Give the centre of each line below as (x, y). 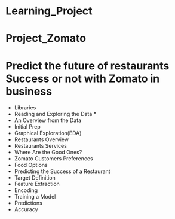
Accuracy (26, 209)
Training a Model (35, 197)
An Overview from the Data (48, 120)
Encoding (26, 190)
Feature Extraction (37, 184)
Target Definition (35, 178)
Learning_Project (49, 11)
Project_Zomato (46, 39)
